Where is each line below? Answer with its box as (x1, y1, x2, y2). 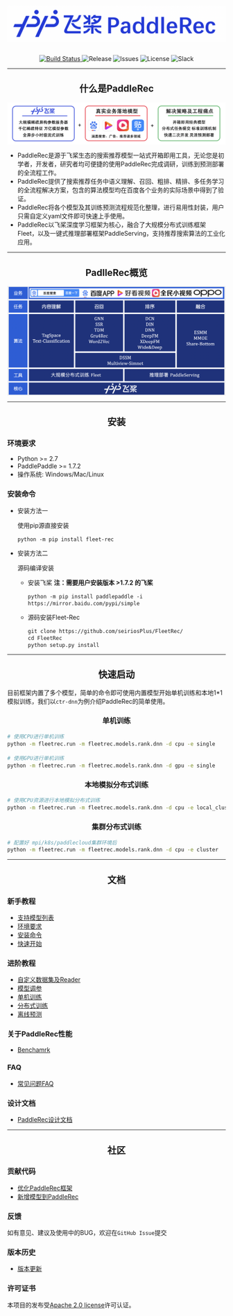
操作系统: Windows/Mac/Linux (17, 470, 104, 478)
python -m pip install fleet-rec (17, 536, 114, 543)
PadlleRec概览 (85, 266, 148, 279)
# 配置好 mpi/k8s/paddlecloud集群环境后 (7, 839, 117, 846)
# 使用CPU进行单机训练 (7, 733, 64, 740)
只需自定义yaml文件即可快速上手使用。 (17, 212, 129, 220)
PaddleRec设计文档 (17, 1116, 73, 1124)
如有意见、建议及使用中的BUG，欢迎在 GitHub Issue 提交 (7, 1229, 167, 1237)
